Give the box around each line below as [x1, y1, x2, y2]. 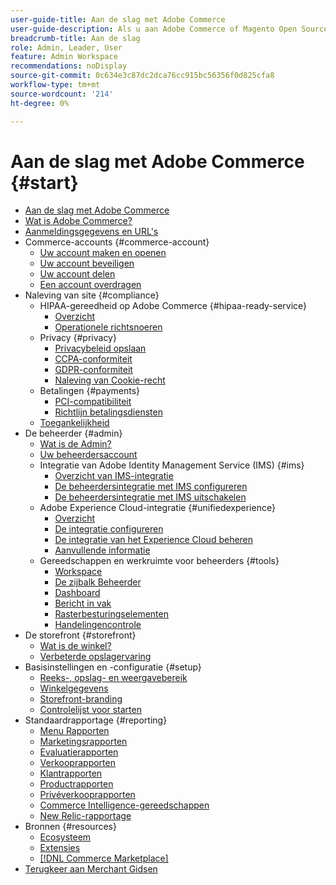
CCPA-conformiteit [54, 353, 133, 365]
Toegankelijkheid [39, 417, 110, 429]
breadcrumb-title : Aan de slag [10, 33, 141, 43]
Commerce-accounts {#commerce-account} [24, 236, 210, 248]
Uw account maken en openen [39, 247, 167, 259]
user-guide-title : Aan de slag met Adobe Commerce [10, 14, 226, 25]
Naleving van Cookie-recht [54, 374, 166, 386]
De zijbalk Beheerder [54, 576, 142, 588]
